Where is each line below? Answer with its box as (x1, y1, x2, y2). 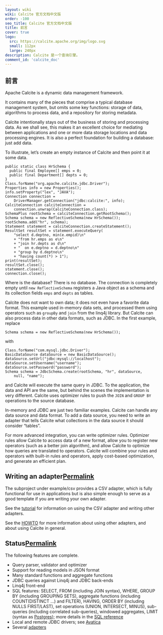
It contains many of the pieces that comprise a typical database (5, 99, 133, 105)
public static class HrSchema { (5, 164, 71, 169)
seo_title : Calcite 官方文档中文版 (5, 21, 72, 26)
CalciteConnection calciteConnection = (5, 203, 86, 208)
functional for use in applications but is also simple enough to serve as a (5, 490, 150, 497)
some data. (5, 155, 28, 160)
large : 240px (9, 48, 36, 53)
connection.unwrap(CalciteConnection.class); (14, 207, 108, 212)
